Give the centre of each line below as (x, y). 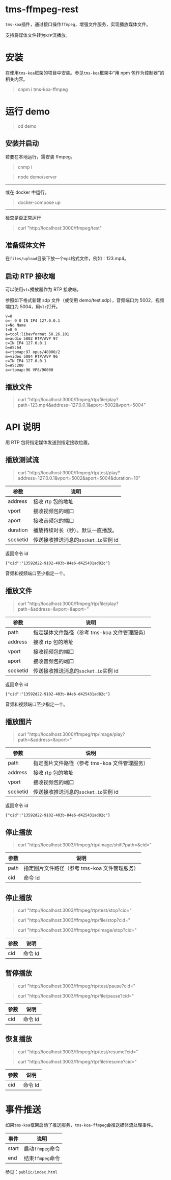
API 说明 (23, 427)
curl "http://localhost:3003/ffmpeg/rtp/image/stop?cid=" (77, 930)
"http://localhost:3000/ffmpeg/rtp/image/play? (76, 734)
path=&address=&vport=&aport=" (53, 609)
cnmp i (25, 167)
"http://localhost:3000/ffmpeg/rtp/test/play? (74, 472)
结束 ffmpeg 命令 (42, 1158)
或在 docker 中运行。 (27, 192)
